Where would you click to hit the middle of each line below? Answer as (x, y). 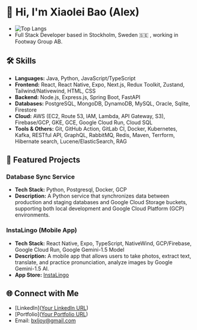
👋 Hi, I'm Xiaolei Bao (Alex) (73, 12)
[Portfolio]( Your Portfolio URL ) (51, 314)
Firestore (26, 110)
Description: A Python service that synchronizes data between (92, 196)
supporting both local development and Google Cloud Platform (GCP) (99, 209)
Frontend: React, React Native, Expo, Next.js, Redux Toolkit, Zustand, (100, 84)
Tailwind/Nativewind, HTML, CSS (55, 91)
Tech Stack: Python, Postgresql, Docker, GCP (71, 190)
